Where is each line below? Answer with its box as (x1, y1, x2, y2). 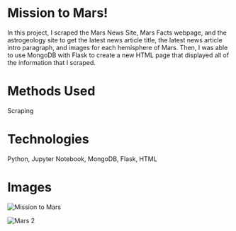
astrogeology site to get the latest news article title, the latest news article (7, 35, 223, 44)
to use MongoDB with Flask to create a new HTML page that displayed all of (7, 51, 229, 59)
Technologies (7, 131, 90, 148)
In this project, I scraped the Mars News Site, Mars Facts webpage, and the (7, 28, 227, 37)
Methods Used (7, 83, 96, 100)
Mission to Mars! (7, 5, 108, 21)
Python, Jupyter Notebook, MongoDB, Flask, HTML (7, 154, 157, 163)
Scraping (7, 106, 34, 114)
